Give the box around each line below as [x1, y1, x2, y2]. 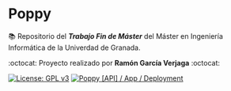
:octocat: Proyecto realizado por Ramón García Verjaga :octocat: [8, 58, 220, 67]
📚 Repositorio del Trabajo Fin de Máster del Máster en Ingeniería [8, 31, 224, 40]
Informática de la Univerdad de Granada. [8, 43, 141, 52]
